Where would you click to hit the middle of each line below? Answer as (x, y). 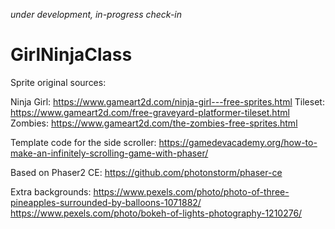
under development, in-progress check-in (96, 14)
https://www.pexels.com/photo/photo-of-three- (191, 191)
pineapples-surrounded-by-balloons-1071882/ (106, 202)
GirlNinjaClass (71, 55)
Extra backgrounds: (51, 191)
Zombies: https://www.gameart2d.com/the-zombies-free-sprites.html (154, 123)
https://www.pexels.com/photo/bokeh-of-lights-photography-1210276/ (156, 213)
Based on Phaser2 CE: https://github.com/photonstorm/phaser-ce (146, 172)
